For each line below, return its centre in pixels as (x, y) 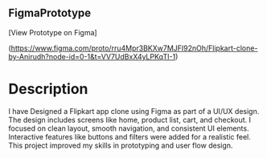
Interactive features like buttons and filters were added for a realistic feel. (130, 136)
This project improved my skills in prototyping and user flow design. (121, 145)
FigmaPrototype (50, 13)
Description (48, 89)
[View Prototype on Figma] (53, 32)
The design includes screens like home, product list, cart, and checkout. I (130, 120)
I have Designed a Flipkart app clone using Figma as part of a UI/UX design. (134, 111)
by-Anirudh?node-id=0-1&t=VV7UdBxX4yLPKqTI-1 (92, 56)
